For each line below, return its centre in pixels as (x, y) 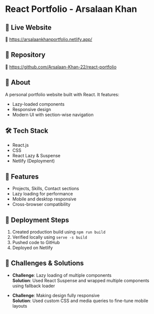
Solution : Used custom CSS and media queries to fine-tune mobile (80, 301)
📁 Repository (25, 55)
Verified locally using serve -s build (50, 237)
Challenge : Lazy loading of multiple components (62, 275)
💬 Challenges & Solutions (44, 263)
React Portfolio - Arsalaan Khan (71, 9)
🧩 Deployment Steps (37, 220)
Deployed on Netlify (33, 248)
